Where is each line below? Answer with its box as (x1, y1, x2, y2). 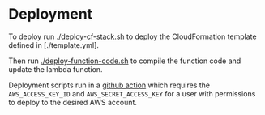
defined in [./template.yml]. (8, 40, 100, 49)
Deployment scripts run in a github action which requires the (8, 80, 211, 90)
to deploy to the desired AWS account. (8, 97, 138, 107)
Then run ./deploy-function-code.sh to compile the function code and (8, 56, 241, 66)
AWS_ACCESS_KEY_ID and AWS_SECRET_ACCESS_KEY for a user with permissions (8, 88, 256, 98)
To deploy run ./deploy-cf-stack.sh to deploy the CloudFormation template (8, 32, 257, 41)
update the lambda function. (8, 64, 103, 74)
